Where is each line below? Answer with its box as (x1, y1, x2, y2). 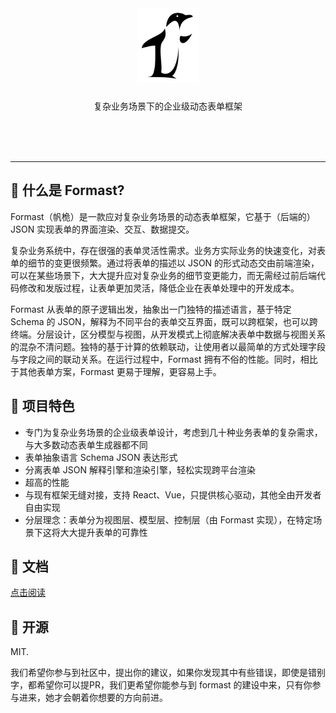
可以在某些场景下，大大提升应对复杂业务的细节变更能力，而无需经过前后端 (10, 269, 317, 281)
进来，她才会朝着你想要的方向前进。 (18, 692, 168, 704)
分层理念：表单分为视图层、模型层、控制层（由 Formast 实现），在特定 (24, 513, 314, 526)
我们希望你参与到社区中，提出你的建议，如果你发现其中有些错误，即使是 (10, 667, 308, 679)
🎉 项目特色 (10, 398, 75, 415)
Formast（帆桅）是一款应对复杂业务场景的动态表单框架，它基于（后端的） (10, 210, 316, 222)
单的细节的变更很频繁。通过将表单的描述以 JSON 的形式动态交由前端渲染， (10, 257, 320, 269)
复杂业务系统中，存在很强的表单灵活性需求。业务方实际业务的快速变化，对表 (10, 244, 326, 256)
